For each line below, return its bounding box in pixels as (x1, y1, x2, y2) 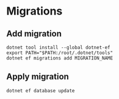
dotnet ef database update (6, 87, 75, 94)
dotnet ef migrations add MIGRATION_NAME (6, 55, 114, 61)
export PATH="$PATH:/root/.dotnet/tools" (6, 50, 114, 56)
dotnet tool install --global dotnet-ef (6, 44, 111, 50)
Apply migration (6, 72, 69, 82)
